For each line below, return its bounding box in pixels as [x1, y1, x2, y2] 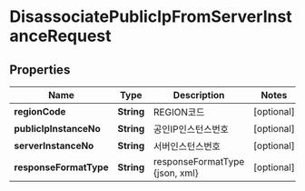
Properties [9, 62, 71, 77]
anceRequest [9, 25, 112, 46]
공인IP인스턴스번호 [152, 123, 230, 136]
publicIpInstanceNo [14, 123, 102, 135]
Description [172, 89, 225, 101]
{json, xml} [152, 166, 199, 179]
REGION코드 [152, 106, 205, 118]
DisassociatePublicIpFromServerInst [9, 6, 292, 27]
